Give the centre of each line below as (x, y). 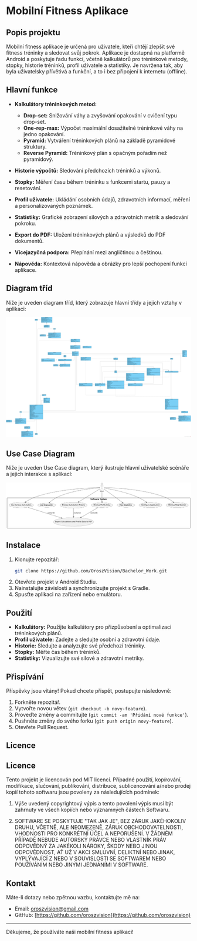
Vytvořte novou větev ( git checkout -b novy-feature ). (81, 709)
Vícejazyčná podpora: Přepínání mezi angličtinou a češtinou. (89, 252)
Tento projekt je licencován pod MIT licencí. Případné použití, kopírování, (94, 780)
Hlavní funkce (32, 90)
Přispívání (25, 677)
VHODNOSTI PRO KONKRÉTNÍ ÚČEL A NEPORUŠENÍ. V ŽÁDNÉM (94, 834)
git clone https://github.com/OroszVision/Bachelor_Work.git (91, 571)
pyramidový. (38, 159)
